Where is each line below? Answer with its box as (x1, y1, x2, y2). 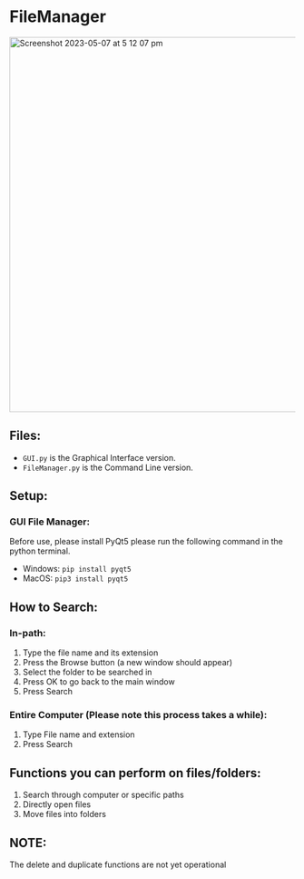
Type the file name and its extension (22, 647, 159, 658)
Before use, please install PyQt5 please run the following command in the (9, 536, 283, 547)
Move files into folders (22, 809, 107, 820)
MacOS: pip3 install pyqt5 (22, 573, 129, 584)
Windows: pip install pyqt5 (22, 564, 132, 574)
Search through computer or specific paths (22, 789, 184, 801)
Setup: (9, 488, 48, 504)
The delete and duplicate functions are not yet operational (9, 859, 227, 870)
